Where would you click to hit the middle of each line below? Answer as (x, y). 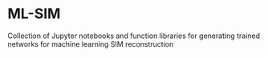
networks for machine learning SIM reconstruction (91, 44)
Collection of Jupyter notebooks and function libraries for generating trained (134, 36)
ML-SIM (34, 14)
